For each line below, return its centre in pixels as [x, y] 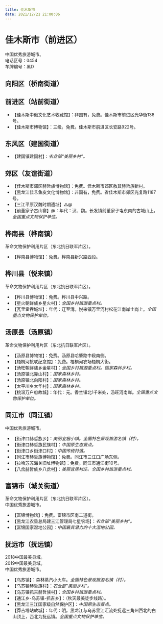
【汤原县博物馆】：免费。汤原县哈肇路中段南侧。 [60, 355]
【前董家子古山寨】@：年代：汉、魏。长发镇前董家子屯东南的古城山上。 [85, 211]
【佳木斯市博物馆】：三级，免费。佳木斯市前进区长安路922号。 [75, 127]
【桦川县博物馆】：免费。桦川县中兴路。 [52, 297]
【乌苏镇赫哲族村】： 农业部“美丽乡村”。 [52, 586]
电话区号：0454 [21, 61]
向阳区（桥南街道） [34, 84]
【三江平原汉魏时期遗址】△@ [42, 204]
